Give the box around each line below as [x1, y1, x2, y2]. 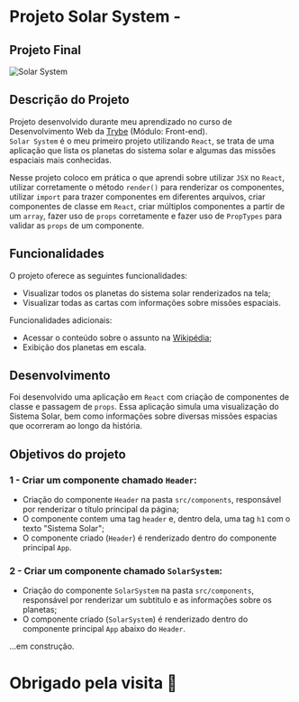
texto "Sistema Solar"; [22, 523, 105, 534]
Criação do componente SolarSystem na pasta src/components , [22, 585, 255, 596]
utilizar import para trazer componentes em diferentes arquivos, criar [9, 191, 266, 202]
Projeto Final [9, 42, 82, 58]
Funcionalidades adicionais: [9, 314, 113, 326]
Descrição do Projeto [9, 92, 130, 107]
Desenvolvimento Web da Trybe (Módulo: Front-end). [9, 125, 208, 136]
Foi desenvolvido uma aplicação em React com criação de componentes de [9, 392, 290, 402]
